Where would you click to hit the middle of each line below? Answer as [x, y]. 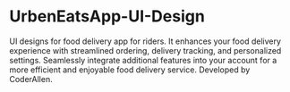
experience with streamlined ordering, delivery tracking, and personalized [145, 50]
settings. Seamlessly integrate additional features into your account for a [143, 60]
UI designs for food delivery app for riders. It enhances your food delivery [145, 41]
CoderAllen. [31, 79]
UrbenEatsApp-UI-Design [107, 17]
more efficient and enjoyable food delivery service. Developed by [130, 70]
